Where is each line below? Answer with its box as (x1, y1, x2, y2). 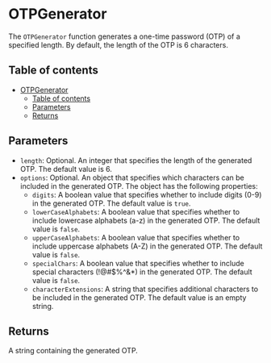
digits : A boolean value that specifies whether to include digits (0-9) (31, 190, 262, 199)
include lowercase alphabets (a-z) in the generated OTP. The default (31, 215, 261, 225)
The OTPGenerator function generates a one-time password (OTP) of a (8, 31, 240, 41)
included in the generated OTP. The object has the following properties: (19, 181, 258, 190)
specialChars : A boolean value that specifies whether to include (31, 258, 244, 268)
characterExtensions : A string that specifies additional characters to (31, 284, 259, 294)
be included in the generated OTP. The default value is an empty (31, 292, 247, 302)
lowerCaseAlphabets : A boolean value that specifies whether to (31, 207, 240, 216)
